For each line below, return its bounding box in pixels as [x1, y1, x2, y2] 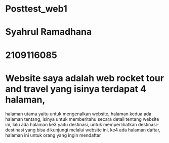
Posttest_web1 [5, 3, 67, 15]
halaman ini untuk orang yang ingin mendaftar [5, 132, 101, 138]
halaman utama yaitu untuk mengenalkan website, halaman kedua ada [5, 111, 152, 117]
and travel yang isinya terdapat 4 [5, 83, 147, 94]
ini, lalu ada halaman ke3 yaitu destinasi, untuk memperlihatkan [5, 121, 138, 127]
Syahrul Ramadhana [5, 26, 92, 38]
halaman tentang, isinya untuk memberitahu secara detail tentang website [5, 116, 159, 122]
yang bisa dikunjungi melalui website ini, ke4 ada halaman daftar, [25, 127, 161, 133]
